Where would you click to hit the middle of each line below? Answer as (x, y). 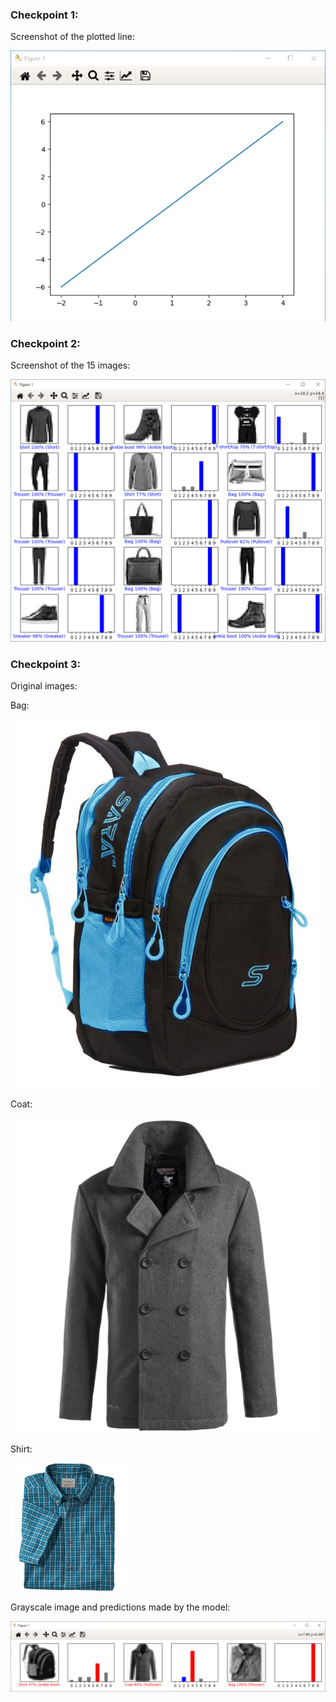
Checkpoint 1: (44, 15)
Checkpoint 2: (45, 343)
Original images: (44, 685)
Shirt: (21, 1449)
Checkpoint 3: (45, 664)
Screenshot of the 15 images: (70, 365)
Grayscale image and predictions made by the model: (120, 1607)
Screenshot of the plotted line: (72, 37)
